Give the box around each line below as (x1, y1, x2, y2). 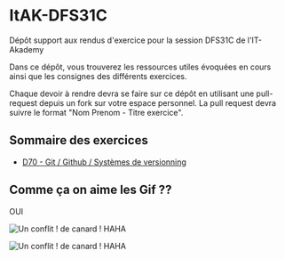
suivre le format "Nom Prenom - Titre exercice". (9, 107, 184, 117)
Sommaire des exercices (9, 133, 148, 148)
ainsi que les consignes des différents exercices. (9, 70, 188, 81)
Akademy (9, 44, 44, 54)
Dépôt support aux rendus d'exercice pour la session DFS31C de (9, 35, 246, 45)
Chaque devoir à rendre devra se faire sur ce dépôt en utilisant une (9, 88, 255, 99)
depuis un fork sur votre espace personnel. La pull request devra (39, 97, 277, 108)
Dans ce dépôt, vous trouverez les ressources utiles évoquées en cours (9, 61, 272, 72)
